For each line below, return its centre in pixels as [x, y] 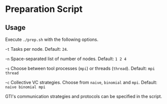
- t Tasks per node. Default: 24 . [37, 49]
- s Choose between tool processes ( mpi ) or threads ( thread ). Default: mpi [80, 68]
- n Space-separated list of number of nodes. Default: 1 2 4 [66, 59]
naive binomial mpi [25, 87]
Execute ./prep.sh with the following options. [52, 39]
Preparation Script [44, 9]
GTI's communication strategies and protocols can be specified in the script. [84, 96]
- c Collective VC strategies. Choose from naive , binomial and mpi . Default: [81, 82]
